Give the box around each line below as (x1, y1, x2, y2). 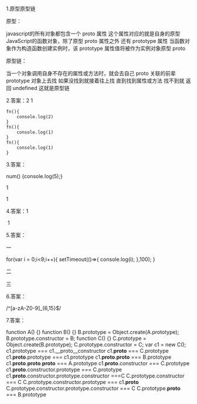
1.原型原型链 (6, 5, 36, 12)
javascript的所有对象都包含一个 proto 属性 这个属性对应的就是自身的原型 (6, 30, 181, 37)
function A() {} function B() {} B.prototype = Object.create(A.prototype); (6, 329, 179, 335)
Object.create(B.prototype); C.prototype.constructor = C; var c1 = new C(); (6, 341, 186, 348)
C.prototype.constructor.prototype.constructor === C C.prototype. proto (6, 385, 181, 392)
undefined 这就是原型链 (12, 85, 70, 91)
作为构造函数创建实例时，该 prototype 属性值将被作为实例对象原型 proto (11, 45, 186, 52)
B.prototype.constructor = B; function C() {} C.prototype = (6, 335, 147, 342)
